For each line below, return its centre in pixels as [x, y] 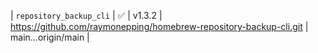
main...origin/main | [50, 37]
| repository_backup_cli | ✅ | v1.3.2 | [86, 15]
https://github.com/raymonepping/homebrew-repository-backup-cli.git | [159, 26]
